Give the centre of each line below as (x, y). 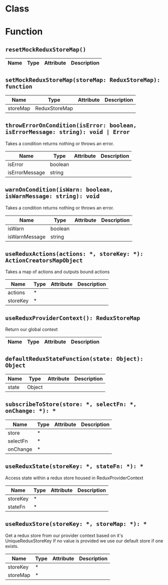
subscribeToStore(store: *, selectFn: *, (71, 404)
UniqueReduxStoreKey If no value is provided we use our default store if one (84, 541)
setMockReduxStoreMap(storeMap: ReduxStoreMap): (83, 80)
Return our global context (32, 329)
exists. (12, 546)
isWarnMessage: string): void (52, 196)
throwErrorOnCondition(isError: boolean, (71, 126)
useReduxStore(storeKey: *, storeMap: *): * (76, 524)
